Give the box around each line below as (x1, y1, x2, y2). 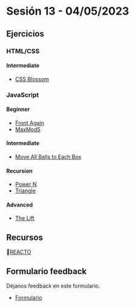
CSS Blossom (15, 75, 50, 83)
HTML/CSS (6, 47, 40, 55)
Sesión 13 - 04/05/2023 (6, 4, 130, 18)
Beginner (6, 105, 30, 113)
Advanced (6, 201, 33, 208)
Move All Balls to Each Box (15, 153, 82, 161)
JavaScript (6, 90, 39, 99)
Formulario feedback (6, 266, 87, 277)
